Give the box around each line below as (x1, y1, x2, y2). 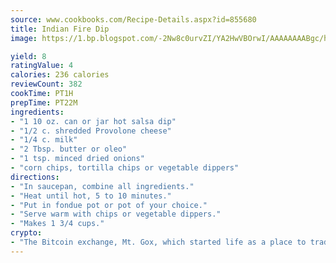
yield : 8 (10, 51, 47, 61)
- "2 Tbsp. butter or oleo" (10, 144, 128, 155)
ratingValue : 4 (10, 61, 74, 71)
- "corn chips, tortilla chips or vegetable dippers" (10, 163, 240, 173)
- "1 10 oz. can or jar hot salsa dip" (10, 116, 177, 126)
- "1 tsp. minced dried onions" (10, 154, 145, 164)
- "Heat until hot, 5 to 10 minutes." (10, 191, 172, 201)
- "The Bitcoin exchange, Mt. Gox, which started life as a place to (10, 237, 307, 247)
